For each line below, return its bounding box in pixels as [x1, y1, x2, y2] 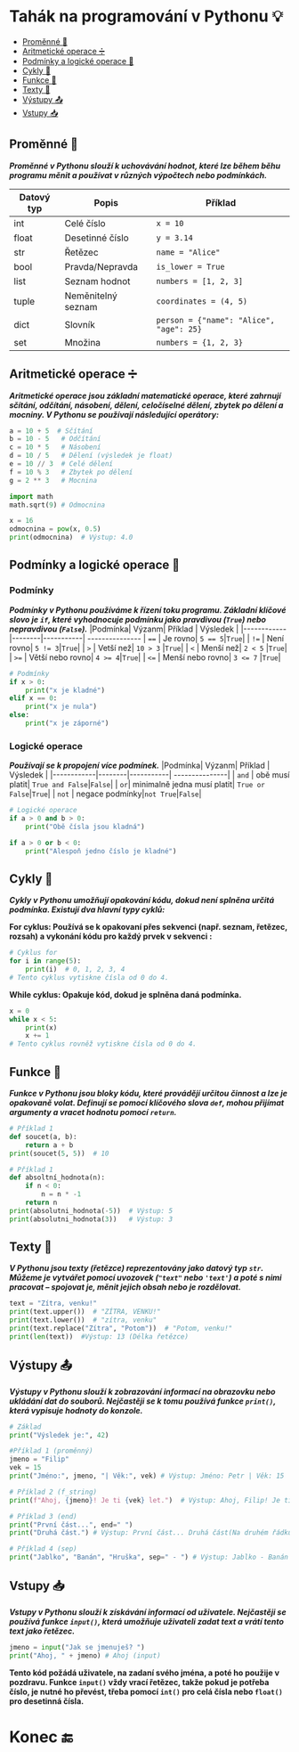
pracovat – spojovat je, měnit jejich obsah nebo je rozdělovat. [9, 1282, 242, 1292]
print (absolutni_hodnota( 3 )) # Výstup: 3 [9, 1214, 174, 1224]
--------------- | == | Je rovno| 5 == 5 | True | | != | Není [87, 632, 285, 643]
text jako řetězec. [9, 1626, 76, 1636]
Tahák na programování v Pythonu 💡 [9, 6, 283, 27]
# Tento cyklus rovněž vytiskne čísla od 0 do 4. [9, 1039, 198, 1048]
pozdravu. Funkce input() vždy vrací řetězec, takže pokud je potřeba [9, 1676, 270, 1687]
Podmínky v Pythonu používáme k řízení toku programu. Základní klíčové [9, 604, 287, 615]
